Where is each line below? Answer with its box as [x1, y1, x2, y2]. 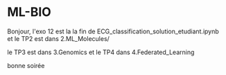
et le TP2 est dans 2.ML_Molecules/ [7, 34, 110, 42]
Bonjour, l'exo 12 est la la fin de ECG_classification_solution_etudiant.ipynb [7, 27, 220, 35]
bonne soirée [7, 61, 45, 69]
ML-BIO [7, 4, 52, 20]
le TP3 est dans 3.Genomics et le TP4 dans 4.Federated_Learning [7, 48, 195, 56]
